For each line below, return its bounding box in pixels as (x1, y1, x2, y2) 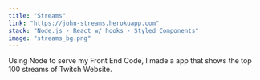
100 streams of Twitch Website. (8, 65, 112, 74)
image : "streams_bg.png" (8, 34, 91, 42)
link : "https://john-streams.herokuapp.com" (8, 19, 160, 27)
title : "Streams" (8, 11, 67, 20)
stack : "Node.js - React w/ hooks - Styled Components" (8, 26, 199, 34)
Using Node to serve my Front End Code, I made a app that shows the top (8, 56, 253, 66)
